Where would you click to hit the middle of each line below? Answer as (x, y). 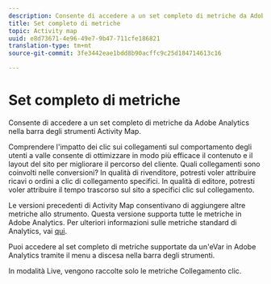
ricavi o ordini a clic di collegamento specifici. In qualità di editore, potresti (132, 181)
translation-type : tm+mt (50, 46)
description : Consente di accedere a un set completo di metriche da (128, 16)
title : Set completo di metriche (65, 23)
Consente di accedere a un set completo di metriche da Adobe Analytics (129, 123)
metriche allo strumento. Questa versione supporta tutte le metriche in (125, 214)
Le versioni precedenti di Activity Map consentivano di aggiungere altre (127, 205)
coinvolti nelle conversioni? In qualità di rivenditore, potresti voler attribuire (132, 172)
